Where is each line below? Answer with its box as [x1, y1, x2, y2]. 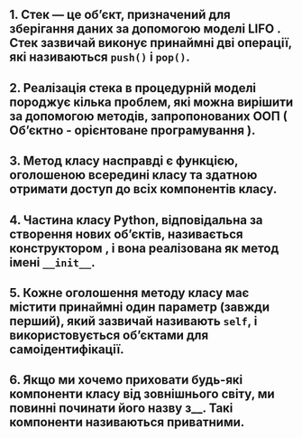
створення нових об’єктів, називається [9, 226, 243, 242]
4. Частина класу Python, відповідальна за [9, 212, 263, 228]
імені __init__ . [9, 255, 96, 270]
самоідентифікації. [9, 341, 124, 357]
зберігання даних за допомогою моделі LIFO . [9, 22, 281, 37]
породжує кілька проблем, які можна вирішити [9, 94, 294, 109]
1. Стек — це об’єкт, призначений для [9, 7, 232, 23]
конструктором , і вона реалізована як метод [9, 240, 279, 256]
